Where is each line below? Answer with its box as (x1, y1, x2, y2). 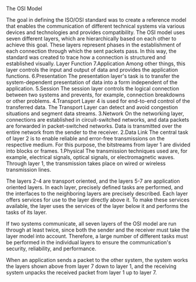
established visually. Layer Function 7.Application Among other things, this (6, 60, 186, 67)
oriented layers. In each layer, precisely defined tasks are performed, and (6, 184, 184, 190)
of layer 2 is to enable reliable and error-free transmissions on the (6, 135, 165, 142)
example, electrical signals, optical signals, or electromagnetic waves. (6, 154, 175, 160)
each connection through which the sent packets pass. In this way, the (6, 48, 177, 55)
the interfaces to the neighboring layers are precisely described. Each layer (6, 190, 188, 197)
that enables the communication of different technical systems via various (6, 23, 185, 29)
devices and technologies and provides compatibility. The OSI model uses (6, 29, 185, 36)
